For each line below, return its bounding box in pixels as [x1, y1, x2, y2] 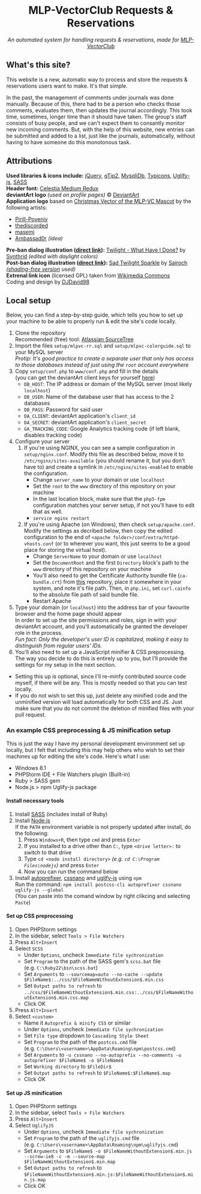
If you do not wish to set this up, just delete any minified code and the [14, 692, 188, 699]
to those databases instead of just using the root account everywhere [14, 362, 189, 369]
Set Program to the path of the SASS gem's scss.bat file [23, 958, 161, 965]
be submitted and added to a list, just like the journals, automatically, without [6, 132, 196, 139]
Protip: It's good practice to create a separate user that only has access [14, 355, 194, 362]
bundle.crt [32, 580, 60, 586]
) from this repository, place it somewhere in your [59, 578, 182, 586]
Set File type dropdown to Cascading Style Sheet [23, 1032, 149, 1040]
